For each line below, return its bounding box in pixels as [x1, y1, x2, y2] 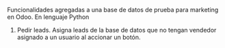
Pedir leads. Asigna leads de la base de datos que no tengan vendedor [16, 26, 217, 34]
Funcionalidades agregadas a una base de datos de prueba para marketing [7, 6, 219, 14]
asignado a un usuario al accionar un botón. [16, 33, 142, 41]
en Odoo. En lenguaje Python [7, 13, 90, 21]
